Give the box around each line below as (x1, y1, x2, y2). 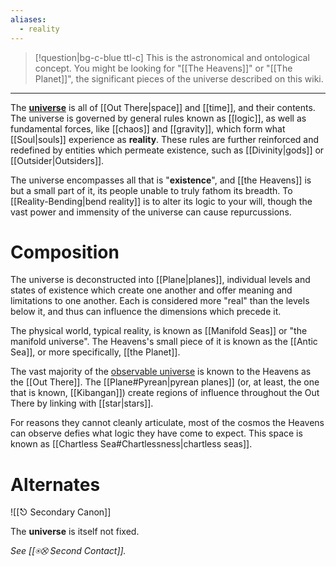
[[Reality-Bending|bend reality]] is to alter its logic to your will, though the (10, 195, 313, 207)
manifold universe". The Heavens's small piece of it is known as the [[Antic (10, 336, 318, 348)
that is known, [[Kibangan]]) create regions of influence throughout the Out (10, 387, 320, 399)
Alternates (10, 473, 101, 496)
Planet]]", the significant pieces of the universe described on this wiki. (34, 72, 324, 85)
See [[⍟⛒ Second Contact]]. (10, 545, 127, 557)
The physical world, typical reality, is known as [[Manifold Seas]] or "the (10, 325, 308, 337)
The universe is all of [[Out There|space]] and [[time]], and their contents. (10, 101, 316, 113)
